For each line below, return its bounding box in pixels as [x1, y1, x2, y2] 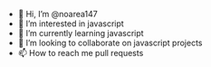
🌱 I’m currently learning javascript [17, 28, 144, 38]
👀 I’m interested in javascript [17, 18, 124, 29]
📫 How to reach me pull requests [17, 48, 144, 58]
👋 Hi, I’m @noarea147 [17, 9, 98, 19]
